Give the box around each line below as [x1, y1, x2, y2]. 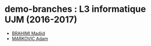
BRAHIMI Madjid [11, 30, 45, 36]
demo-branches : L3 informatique [4, 3, 146, 15]
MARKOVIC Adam [11, 36, 48, 42]
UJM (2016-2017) [4, 14, 77, 25]
